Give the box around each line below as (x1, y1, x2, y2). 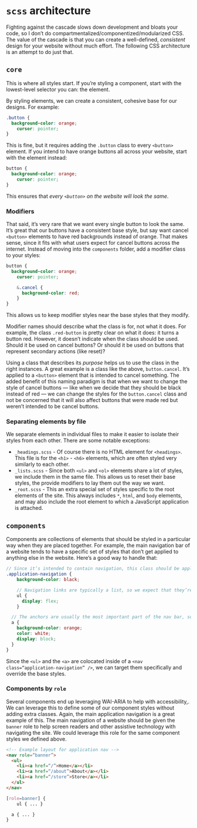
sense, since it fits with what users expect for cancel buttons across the (6, 239, 180, 246)
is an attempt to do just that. (6, 48, 74, 55)
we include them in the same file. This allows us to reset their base (14, 474, 176, 481)
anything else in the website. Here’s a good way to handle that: (6, 555, 158, 562)
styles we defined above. (6, 735, 67, 742)
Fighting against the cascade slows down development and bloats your (6, 23, 178, 31)
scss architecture (6, 4, 91, 18)
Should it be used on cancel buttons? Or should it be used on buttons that (6, 342, 184, 349)
